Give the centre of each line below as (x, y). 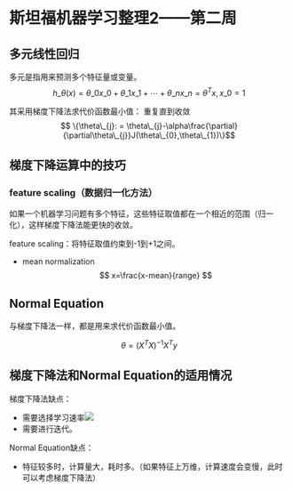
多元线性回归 (44, 54)
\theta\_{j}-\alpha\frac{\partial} (182, 125)
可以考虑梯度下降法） (61, 478)
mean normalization (58, 262)
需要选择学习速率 (53, 417)
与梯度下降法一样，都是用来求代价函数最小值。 (95, 326)
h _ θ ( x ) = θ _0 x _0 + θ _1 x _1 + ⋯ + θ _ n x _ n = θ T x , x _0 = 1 (149, 92)
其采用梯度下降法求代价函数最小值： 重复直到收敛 (100, 111)
